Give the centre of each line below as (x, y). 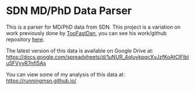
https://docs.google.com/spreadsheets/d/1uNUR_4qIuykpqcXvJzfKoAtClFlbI (97, 57)
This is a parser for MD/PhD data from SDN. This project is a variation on (93, 27)
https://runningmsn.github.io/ (41, 81)
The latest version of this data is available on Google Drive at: (80, 50)
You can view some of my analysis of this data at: (66, 74)
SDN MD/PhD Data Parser (69, 11)
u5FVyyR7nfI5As (26, 63)
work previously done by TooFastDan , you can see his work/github (86, 33)
